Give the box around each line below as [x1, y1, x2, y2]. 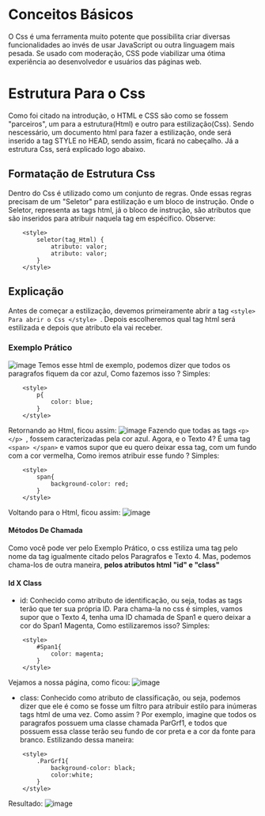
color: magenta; [50, 650, 104, 658]
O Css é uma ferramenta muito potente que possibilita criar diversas [8, 32, 231, 41]
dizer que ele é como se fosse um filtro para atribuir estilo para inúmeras [19, 701, 257, 711]
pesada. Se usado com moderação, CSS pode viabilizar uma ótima [8, 48, 225, 58]
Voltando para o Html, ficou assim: [8, 508, 121, 517]
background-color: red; [50, 480, 129, 488]
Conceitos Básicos [8, 6, 134, 24]
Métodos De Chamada [8, 526, 83, 535]
